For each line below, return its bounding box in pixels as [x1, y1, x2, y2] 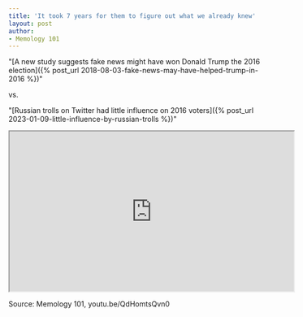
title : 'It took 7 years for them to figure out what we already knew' [8, 11, 256, 20]
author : [8, 27, 35, 35]
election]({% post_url [8, 66, 80, 76]
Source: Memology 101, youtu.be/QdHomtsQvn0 [8, 299, 171, 309]
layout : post [8, 20, 53, 28]
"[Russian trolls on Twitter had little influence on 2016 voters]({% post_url [8, 106, 254, 115]
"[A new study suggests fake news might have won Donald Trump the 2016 [8, 57, 261, 67]
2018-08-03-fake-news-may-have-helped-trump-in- [80, 66, 258, 76]
